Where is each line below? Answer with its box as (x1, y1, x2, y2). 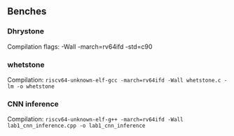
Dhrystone (7, 27, 44, 36)
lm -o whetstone (7, 83, 55, 90)
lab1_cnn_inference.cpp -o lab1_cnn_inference (7, 122, 146, 130)
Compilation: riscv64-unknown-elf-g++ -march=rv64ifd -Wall (7, 115, 184, 123)
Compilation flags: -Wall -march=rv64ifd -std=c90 (7, 42, 153, 51)
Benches (7, 6, 47, 17)
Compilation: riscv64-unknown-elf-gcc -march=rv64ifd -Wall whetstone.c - (7, 75, 228, 84)
